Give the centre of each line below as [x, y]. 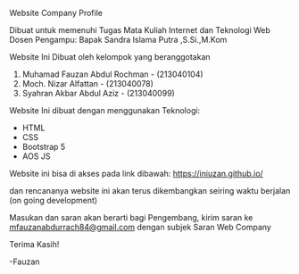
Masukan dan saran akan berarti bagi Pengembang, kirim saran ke [131, 217]
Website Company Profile [56, 13]
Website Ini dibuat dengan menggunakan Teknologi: [105, 110]
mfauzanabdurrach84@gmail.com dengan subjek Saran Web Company [141, 227]
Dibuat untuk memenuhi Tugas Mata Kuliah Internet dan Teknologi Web [140, 30]
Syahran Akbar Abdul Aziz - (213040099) [99, 93]
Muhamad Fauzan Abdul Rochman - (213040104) [112, 74]
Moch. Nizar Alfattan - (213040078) [88, 83]
